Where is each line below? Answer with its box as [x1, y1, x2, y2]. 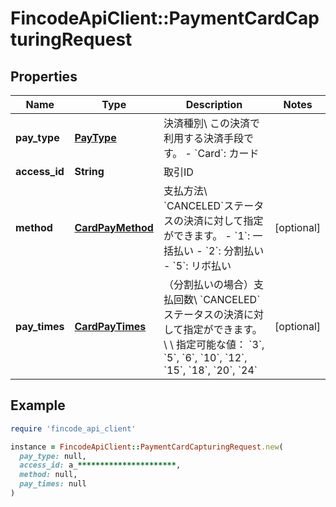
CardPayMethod [74, 221, 154, 234]
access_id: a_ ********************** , [19, 460, 182, 471]
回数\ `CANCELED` [173, 293, 261, 306]
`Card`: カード [194, 147, 260, 160]
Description [185, 98, 243, 111]
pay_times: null [19, 479, 87, 489]
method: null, [19, 470, 78, 480]
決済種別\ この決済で [163, 117, 260, 130]
